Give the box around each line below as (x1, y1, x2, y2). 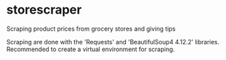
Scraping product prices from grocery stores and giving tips (6, 25, 176, 33)
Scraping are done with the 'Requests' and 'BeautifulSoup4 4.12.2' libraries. (6, 37, 220, 46)
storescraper (6, 2, 82, 18)
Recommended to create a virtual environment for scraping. (6, 45, 175, 53)
